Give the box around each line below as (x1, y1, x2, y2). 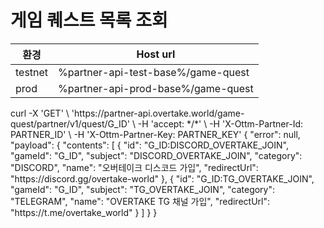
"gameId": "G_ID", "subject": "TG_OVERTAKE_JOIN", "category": (10, 183, 276, 195)
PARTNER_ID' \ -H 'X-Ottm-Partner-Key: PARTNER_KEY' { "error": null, (10, 128, 301, 140)
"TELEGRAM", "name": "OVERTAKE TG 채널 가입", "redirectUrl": (10, 195, 271, 207)
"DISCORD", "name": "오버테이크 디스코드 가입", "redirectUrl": (10, 161, 259, 173)
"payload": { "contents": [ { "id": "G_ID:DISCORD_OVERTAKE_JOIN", (10, 139, 290, 151)
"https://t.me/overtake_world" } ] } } (10, 206, 158, 218)
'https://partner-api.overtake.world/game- (71, 107, 245, 119)
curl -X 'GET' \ (10, 107, 70, 119)
